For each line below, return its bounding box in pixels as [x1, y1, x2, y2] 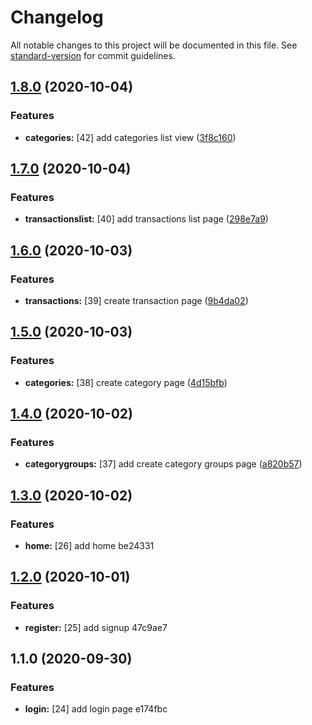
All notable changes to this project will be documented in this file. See [10, 39, 298, 51]
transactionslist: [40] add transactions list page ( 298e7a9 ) [24, 213, 269, 225]
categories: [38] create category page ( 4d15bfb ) [24, 376, 228, 388]
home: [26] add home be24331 [24, 540, 155, 552]
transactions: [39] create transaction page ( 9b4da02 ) [24, 295, 249, 306]
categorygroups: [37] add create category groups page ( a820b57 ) [24, 458, 303, 470]
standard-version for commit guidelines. [10, 49, 176, 61]
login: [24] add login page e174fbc [24, 703, 168, 715]
